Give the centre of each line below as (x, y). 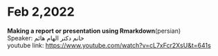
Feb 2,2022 (41, 12)
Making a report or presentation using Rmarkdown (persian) (94, 31)
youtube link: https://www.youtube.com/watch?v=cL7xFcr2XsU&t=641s (109, 45)
